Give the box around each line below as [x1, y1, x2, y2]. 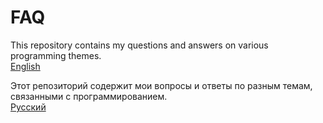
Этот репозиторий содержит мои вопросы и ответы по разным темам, [10, 79, 313, 91]
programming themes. [10, 49, 102, 61]
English [10, 60, 41, 72]
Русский [10, 101, 47, 113]
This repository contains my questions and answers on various [10, 39, 269, 51]
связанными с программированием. [10, 90, 168, 102]
